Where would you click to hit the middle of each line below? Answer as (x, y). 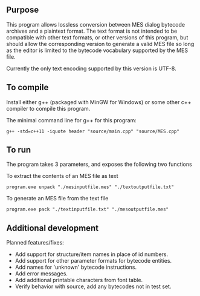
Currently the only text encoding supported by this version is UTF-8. (91, 68)
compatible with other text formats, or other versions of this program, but (97, 37)
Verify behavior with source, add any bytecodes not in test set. (93, 286)
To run (19, 150)
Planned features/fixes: (35, 243)
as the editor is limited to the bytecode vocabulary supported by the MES (97, 50)
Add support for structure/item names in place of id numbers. (92, 254)
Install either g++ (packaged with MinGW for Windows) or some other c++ (99, 102)
